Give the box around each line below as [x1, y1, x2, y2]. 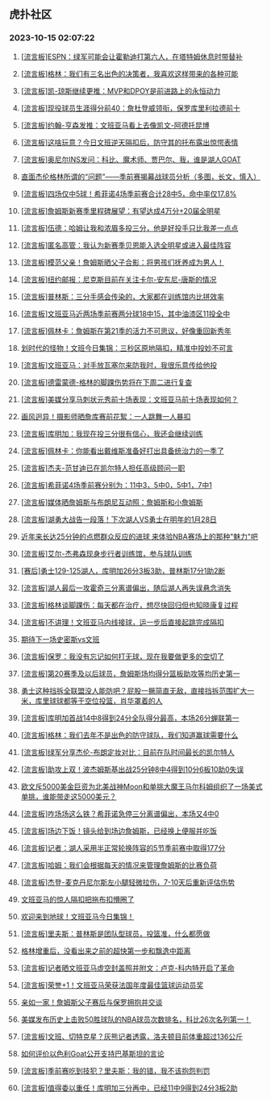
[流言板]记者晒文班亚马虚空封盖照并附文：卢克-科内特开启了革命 [20, 963, 235, 973]
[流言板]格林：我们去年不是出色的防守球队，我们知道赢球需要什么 [20, 730, 239, 740]
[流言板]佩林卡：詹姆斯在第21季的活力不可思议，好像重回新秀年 [20, 326, 232, 335]
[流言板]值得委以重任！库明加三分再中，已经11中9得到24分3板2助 [20, 1083, 238, 1093]
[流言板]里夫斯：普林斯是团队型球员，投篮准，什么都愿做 [20, 928, 211, 938]
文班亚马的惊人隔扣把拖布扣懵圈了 [20, 894, 135, 904]
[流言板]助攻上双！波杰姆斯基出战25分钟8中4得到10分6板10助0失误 [20, 765, 244, 774]
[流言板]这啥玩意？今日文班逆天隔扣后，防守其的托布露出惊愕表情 [20, 137, 239, 147]
